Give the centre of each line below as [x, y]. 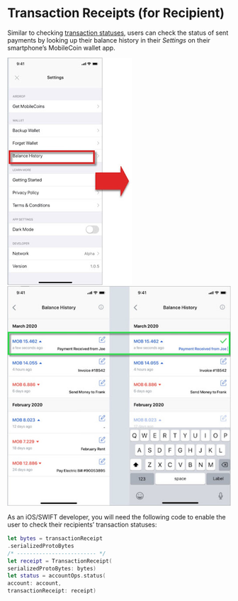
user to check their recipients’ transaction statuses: [82, 525]
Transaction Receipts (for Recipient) [116, 13]
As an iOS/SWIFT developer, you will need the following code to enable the [117, 517]
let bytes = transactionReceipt [55, 539]
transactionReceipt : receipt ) [52, 591]
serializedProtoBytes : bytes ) [52, 568]
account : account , [34, 583]
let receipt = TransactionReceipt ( [60, 561]
